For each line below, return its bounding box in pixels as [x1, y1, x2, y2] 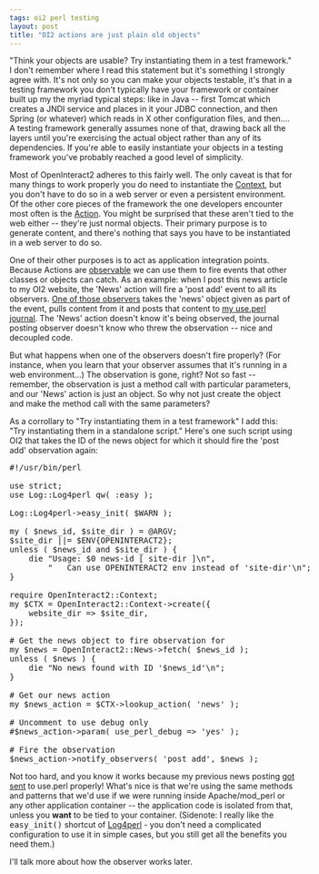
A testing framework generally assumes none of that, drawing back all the [9, 123, 286, 134]
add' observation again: [9, 445, 98, 456]
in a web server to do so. [9, 238, 103, 249]
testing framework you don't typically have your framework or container [9, 84, 279, 96]
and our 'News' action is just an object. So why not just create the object [9, 389, 282, 400]
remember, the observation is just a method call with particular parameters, [9, 379, 292, 390]
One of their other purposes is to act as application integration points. [9, 255, 270, 266]
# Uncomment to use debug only [9, 717, 149, 728]
